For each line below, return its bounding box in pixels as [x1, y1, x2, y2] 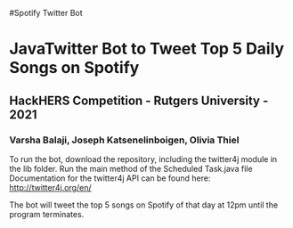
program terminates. [9, 208, 85, 219]
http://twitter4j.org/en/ [9, 182, 92, 192]
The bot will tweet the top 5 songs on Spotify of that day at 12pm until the [9, 199, 279, 210]
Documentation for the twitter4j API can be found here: [9, 173, 211, 183]
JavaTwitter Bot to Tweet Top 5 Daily [9, 39, 285, 59]
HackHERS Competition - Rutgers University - [9, 93, 269, 108]
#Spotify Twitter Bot [9, 8, 83, 18]
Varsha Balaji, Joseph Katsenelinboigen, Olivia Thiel [9, 134, 240, 146]
